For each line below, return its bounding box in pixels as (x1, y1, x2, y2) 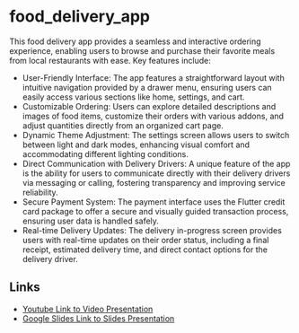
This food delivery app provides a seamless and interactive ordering (9, 36, 262, 47)
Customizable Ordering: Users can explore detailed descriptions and (22, 101, 277, 111)
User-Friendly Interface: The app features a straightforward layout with (22, 72, 285, 83)
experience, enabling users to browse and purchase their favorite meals (9, 45, 276, 56)
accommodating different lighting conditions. (22, 148, 189, 159)
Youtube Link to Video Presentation (22, 303, 154, 314)
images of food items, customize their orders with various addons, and (22, 110, 285, 121)
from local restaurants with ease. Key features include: (9, 55, 211, 66)
